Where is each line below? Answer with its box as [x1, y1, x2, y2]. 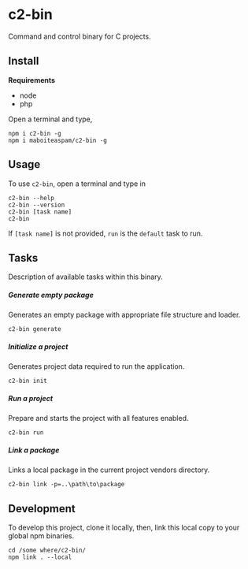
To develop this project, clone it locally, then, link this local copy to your [8, 523, 240, 533]
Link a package [8, 445, 60, 455]
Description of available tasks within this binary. [8, 272, 163, 281]
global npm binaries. [8, 531, 75, 541]
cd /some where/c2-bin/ [8, 546, 87, 555]
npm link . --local [8, 553, 72, 561]
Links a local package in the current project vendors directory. [8, 465, 210, 474]
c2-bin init [8, 377, 47, 385]
